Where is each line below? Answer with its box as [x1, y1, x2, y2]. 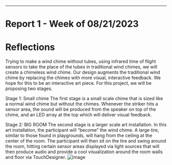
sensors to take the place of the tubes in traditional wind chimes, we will [5, 64, 158, 70]
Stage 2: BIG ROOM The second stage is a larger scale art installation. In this [5, 122, 167, 128]
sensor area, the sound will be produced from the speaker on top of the [5, 106, 156, 112]
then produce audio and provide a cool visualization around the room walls [5, 149, 163, 155]
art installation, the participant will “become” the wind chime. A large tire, [5, 127, 159, 133]
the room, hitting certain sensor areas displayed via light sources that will [5, 144, 160, 150]
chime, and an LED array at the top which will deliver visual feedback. [5, 112, 152, 118]
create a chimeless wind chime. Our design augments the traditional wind [5, 69, 160, 76]
